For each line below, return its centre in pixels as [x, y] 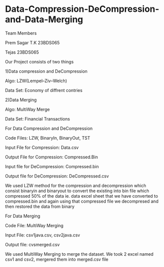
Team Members [21, 33]
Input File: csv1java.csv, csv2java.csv [43, 235]
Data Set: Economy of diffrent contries [44, 90]
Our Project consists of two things [39, 61]
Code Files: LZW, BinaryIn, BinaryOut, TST [48, 138]
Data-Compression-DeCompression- [82, 9]
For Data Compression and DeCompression [49, 128]
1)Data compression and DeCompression [46, 71]
